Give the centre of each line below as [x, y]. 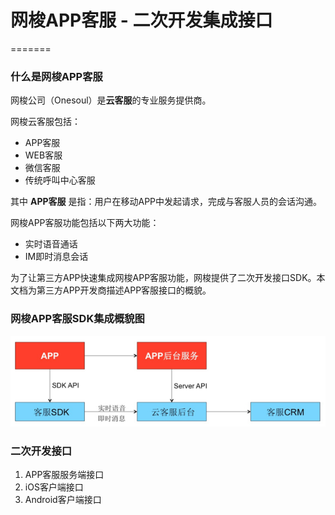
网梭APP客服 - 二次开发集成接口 [141, 20]
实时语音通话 [51, 244]
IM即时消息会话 [56, 257]
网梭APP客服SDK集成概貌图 [77, 319]
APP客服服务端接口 [64, 475]
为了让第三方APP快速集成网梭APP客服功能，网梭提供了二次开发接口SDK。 [163, 278]
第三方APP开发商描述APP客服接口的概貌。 [124, 290]
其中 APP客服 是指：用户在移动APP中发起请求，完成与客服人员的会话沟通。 [166, 202]
